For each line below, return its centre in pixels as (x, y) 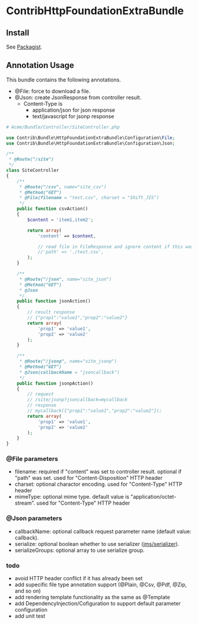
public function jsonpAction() (55, 383)
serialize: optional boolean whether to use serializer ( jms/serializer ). (97, 544)
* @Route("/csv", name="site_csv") (63, 187)
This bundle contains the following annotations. (64, 79)
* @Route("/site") (31, 160)
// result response (51, 312)
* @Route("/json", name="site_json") (65, 279)
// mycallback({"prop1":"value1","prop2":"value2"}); (95, 411)
